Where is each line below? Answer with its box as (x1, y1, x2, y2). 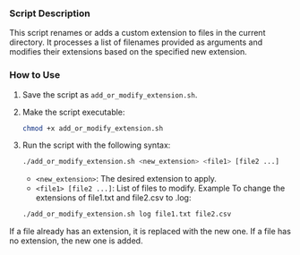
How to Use (9, 69, 61, 81)
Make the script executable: (21, 106, 125, 117)
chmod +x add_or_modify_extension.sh (21, 123, 164, 132)
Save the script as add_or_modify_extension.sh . (21, 89, 198, 100)
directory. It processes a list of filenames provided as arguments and (9, 37, 262, 47)
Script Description (9, 7, 91, 20)
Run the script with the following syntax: (21, 140, 171, 150)
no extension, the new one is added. (9, 235, 143, 246)
